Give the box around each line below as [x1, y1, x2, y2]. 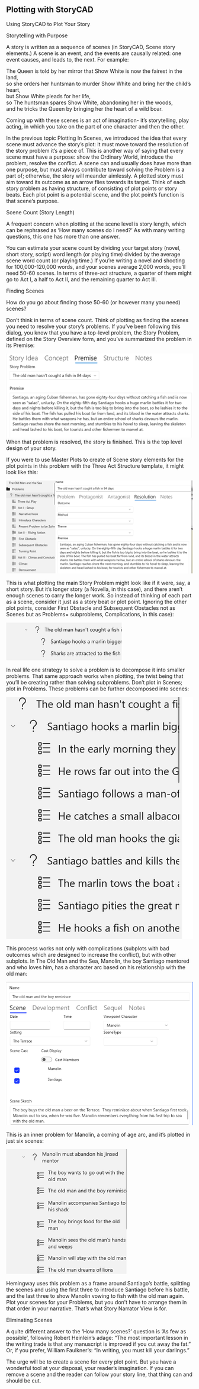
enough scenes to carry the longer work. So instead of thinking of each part [6, 591, 192, 599]
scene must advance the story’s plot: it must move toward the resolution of [6, 140, 188, 147]
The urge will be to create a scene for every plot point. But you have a [6, 1358, 176, 1365]
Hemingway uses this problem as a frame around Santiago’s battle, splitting [6, 1280, 190, 1287]
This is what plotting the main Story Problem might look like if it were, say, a [6, 579, 191, 586]
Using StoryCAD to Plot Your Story [6, 20, 91, 27]
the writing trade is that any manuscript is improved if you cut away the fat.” [6, 1340, 191, 1348]
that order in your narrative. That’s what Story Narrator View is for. [6, 1305, 168, 1312]
